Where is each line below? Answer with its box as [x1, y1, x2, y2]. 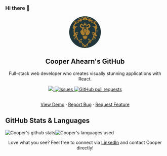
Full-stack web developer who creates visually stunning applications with [9, 70, 161, 76]
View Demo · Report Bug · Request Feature [40, 101, 130, 108]
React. [78, 76, 92, 82]
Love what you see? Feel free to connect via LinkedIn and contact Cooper [8, 139, 162, 145]
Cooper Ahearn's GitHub [45, 57, 125, 65]
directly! [76, 144, 94, 151]
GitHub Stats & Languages [5, 116, 90, 125]
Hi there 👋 [5, 5, 30, 12]
